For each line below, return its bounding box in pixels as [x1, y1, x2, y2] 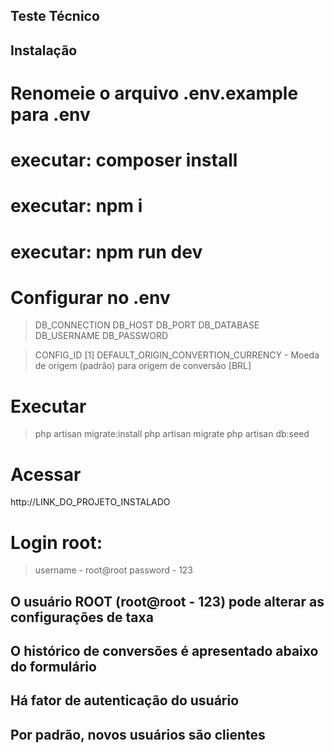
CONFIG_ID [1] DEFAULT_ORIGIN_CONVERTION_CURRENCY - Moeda [34, 349, 320, 361]
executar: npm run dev [10, 240, 203, 263]
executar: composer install [10, 149, 238, 172]
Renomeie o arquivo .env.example [10, 82, 299, 104]
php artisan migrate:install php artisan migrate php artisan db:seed [34, 428, 310, 440]
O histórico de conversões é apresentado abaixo [10, 643, 319, 660]
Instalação [10, 42, 78, 59]
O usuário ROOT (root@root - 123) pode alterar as [10, 593, 325, 610]
